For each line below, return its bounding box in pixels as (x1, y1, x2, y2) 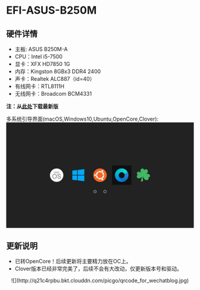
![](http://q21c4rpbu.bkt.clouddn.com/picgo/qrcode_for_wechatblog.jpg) (11, 277, 189, 284)
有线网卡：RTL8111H (14, 83, 64, 90)
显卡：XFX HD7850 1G (14, 61, 70, 67)
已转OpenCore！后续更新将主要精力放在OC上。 (14, 258, 132, 265)
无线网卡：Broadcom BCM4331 (14, 90, 92, 97)
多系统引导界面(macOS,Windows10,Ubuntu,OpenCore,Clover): (6, 115, 159, 122)
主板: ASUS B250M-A (14, 46, 68, 52)
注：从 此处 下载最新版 (6, 103, 58, 110)
